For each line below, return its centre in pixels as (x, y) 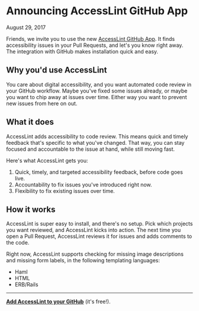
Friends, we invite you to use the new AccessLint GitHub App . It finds (91, 39)
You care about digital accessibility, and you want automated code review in (99, 84)
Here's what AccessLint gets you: (47, 160)
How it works (31, 209)
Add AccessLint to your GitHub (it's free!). (58, 302)
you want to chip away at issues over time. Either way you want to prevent (97, 97)
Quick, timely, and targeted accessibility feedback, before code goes (99, 172)
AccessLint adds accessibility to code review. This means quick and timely (97, 136)
